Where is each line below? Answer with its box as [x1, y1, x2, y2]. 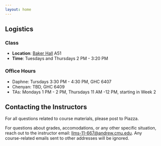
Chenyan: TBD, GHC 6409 [12, 84, 65, 89]
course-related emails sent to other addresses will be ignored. [5, 135, 129, 141]
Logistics [5, 25, 33, 33]
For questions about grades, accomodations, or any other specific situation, [5, 125, 157, 131]
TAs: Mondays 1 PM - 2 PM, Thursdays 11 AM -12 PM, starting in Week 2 [12, 89, 156, 95]
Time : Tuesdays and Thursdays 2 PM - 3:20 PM [12, 56, 108, 61]
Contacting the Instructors [5, 103, 87, 111]
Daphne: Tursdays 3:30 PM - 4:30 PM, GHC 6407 [12, 78, 112, 85]
